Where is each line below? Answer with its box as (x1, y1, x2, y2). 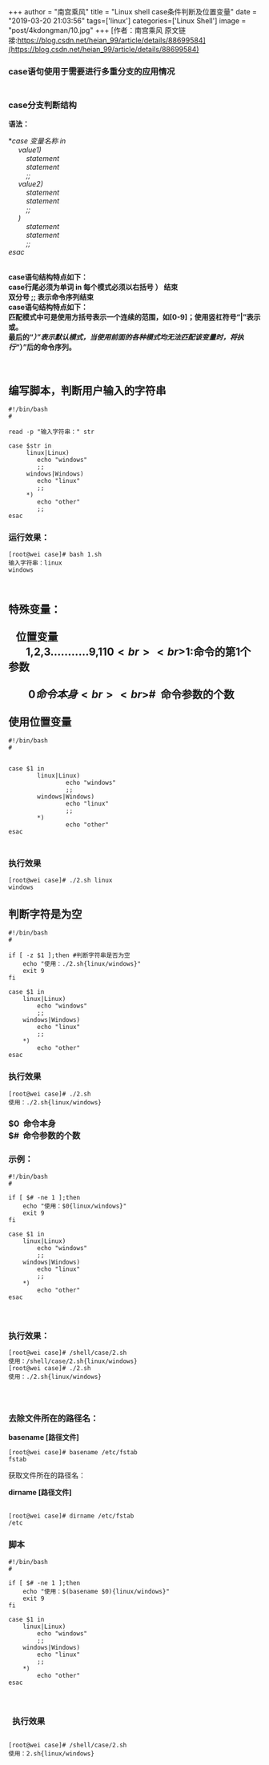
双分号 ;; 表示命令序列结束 (8, 292, 94, 302)
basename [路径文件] (8, 1433, 80, 1442)
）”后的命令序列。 (19, 343, 76, 352)
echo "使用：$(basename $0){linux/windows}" (22, 1587, 171, 1595)
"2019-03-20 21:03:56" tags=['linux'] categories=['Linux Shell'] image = (8, 16, 247, 26)
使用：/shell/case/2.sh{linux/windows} (8, 1357, 138, 1365)
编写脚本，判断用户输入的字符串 (8, 384, 167, 397)
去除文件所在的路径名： (8, 1413, 98, 1424)
